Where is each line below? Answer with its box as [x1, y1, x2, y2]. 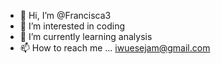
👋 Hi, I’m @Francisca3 [19, 10, 112, 21]
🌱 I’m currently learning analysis [19, 31, 153, 42]
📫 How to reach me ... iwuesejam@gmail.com [19, 42, 211, 54]
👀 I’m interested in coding [19, 20, 126, 32]
